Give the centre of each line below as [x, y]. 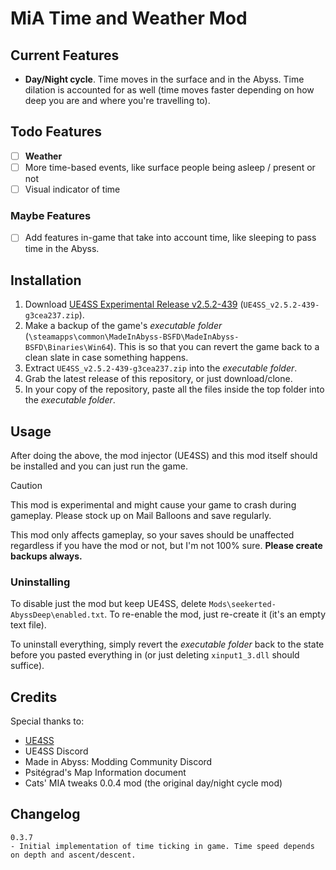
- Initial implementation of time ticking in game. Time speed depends [162, 846]
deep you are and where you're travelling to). [117, 100]
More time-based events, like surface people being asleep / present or [170, 167]
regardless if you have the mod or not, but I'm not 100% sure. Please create [166, 545]
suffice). [27, 666]
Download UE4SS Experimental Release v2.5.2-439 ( [134, 304]
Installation [46, 280]
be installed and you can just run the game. [99, 466]
